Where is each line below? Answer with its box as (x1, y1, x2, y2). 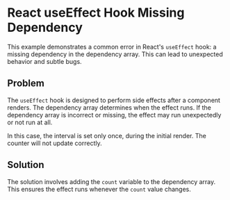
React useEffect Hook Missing (7, 5, 185, 21)
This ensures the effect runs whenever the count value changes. (7, 185, 191, 193)
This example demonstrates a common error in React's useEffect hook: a (7, 42, 217, 51)
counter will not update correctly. (7, 139, 102, 147)
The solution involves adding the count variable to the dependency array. (7, 177, 216, 185)
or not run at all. (7, 118, 53, 126)
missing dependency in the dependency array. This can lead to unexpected (7, 50, 224, 58)
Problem (7, 78, 45, 90)
